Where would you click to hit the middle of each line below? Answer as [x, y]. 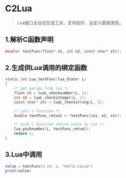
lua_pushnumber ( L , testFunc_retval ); [52, 129]
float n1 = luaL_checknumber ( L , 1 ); [51, 93]
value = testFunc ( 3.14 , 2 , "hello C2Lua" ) [49, 166]
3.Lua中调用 [24, 155]
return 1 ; [24, 134]
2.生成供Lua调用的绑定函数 [46, 68]
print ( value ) [18, 171]
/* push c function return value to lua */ [59, 125]
